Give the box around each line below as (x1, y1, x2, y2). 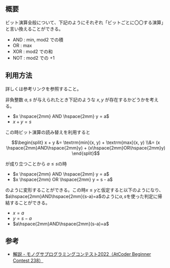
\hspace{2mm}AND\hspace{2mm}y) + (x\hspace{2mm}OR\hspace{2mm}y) (6, 144, 166, 151)
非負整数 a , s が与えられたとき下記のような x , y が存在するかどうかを (5, 96, 150, 103)
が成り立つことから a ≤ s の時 (5, 160, 67, 167)
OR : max (12, 42, 32, 48)
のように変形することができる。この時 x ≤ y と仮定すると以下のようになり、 (5, 187, 164, 193)
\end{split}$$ (71, 150, 100, 156)
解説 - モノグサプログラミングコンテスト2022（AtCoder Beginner (12, 251, 152, 257)
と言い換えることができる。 (5, 26, 64, 32)
